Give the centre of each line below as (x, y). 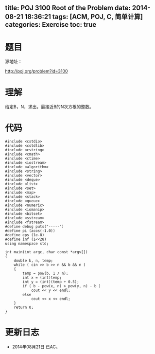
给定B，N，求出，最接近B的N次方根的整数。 (49, 107)
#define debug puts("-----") (34, 227)
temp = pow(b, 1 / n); (45, 274)
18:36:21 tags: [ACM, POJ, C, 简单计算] (84, 17)
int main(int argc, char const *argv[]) (47, 252)
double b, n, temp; (34, 261)
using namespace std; (27, 244)
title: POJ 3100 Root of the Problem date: (68, 8)
